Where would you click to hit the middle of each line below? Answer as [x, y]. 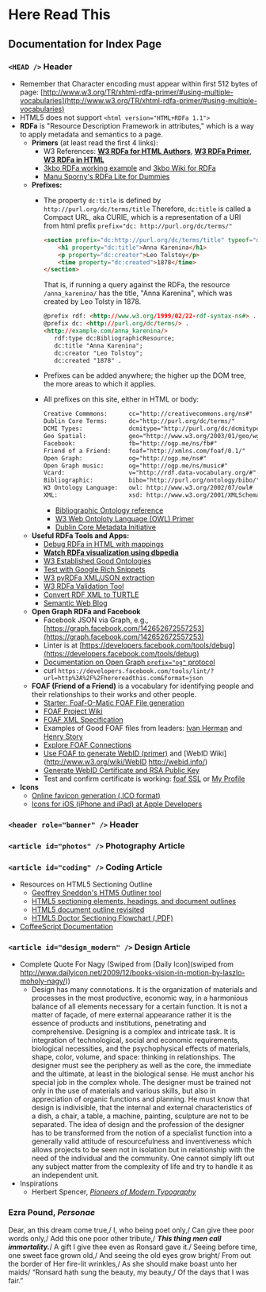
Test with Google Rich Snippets [94, 569]
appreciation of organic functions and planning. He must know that [141, 1099]
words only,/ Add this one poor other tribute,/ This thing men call [115, 1238]
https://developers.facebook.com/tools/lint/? [136, 671]
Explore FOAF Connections [87, 744]
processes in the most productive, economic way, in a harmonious [140, 998]
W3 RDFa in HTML [74, 160]
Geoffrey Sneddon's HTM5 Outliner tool [96, 893]
